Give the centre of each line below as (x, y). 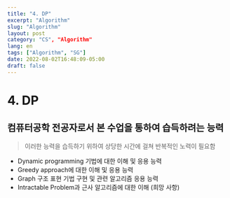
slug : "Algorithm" (34, 27)
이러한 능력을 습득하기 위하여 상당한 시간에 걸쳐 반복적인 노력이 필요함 (120, 146)
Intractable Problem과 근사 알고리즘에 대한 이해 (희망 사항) (99, 187)
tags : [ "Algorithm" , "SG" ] (47, 53)
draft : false (26, 66)
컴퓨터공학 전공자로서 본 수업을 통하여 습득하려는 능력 (116, 128)
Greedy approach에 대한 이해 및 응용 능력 (75, 169)
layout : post (26, 33)
